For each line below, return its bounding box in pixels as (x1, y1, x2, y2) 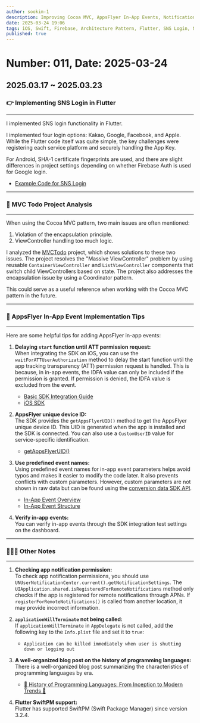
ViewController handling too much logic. (14, 237, 114, 244)
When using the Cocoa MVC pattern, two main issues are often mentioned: (6, 219, 190, 226)
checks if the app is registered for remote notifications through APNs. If (14, 591, 190, 598)
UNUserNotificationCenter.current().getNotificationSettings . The (14, 579, 183, 586)
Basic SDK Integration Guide (23, 393, 93, 400)
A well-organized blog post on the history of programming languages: (14, 656, 192, 663)
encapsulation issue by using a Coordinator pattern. (6, 274, 133, 281)
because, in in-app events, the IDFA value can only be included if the (14, 368, 184, 376)
